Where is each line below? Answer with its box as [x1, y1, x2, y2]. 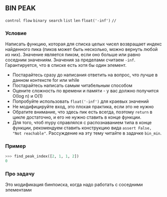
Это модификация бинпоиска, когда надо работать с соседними [5, 182, 143, 188]
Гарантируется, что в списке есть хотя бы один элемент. [5, 62, 127, 68]
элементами [5, 187, 32, 193]
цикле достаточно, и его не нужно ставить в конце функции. [12, 114, 142, 120]
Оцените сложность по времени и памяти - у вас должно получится [12, 88, 159, 94]
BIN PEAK [5, 4, 36, 12]
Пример [5, 143, 26, 150]
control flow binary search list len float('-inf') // [5, 18, 117, 23]
